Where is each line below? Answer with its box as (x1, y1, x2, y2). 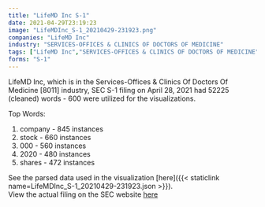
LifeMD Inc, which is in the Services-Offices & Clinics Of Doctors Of (8, 76, 229, 87)
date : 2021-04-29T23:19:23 (8, 19, 97, 27)
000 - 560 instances (19, 141, 87, 150)
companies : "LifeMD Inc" (8, 33, 90, 42)
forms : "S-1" (8, 56, 51, 64)
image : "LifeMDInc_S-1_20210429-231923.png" (8, 26, 157, 34)
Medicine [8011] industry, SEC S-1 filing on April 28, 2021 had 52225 (8, 85, 230, 94)
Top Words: (8, 109, 46, 118)
